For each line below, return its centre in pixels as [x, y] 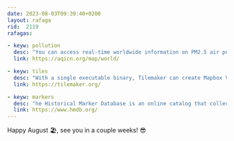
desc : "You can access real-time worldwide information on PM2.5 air [116, 52]
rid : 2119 [23, 27]
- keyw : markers [31, 97]
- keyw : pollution [34, 46]
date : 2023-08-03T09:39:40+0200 [54, 14]
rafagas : [20, 33]
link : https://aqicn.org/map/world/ [67, 59]
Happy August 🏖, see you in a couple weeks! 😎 [77, 131]
